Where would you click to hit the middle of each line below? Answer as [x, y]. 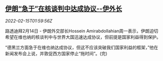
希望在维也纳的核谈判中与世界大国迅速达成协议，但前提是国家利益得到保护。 [83, 37]
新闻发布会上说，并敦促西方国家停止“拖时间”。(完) [56, 53]
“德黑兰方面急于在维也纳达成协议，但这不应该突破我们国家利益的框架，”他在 [82, 47]
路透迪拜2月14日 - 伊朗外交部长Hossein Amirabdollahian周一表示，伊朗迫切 [82, 31]
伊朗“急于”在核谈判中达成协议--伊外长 [64, 9]
